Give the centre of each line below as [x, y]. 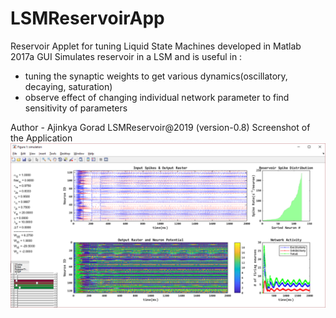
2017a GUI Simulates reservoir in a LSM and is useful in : [126, 56]
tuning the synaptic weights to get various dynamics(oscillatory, [156, 76]
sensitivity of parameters [76, 108]
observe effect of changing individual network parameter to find [157, 97]
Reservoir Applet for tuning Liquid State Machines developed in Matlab [156, 46]
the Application [41, 138]
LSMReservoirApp [87, 18]
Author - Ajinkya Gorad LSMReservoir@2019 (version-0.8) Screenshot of [160, 127]
